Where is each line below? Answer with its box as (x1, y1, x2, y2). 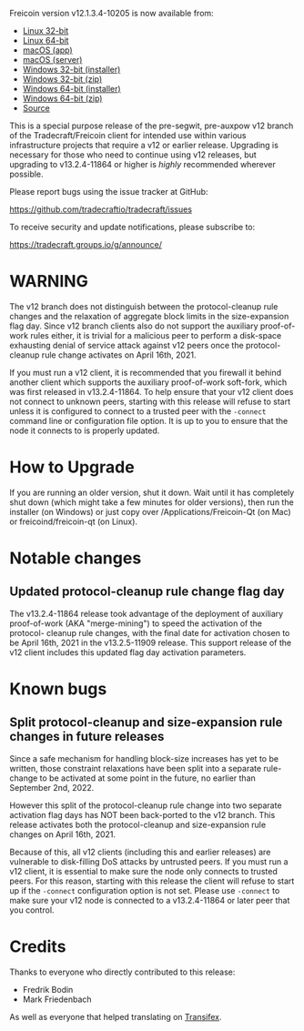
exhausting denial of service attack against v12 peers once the (9, 339, 244, 350)
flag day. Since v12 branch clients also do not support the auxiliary (9, 320, 258, 331)
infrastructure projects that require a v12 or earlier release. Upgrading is (9, 140, 279, 150)
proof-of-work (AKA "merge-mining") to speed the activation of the (9, 618, 262, 629)
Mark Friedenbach (22, 994, 93, 1005)
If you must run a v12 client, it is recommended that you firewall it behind (9, 367, 282, 378)
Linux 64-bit (22, 35, 69, 45)
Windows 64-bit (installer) (22, 84, 121, 94)
